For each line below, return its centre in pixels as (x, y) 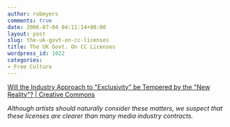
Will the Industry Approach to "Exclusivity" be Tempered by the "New (109, 87)
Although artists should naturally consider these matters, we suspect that (115, 108)
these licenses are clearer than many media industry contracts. (100, 116)
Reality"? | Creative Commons (51, 94)
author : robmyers (33, 14)
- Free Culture (30, 67)
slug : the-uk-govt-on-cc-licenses (59, 40)
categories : (25, 60)
